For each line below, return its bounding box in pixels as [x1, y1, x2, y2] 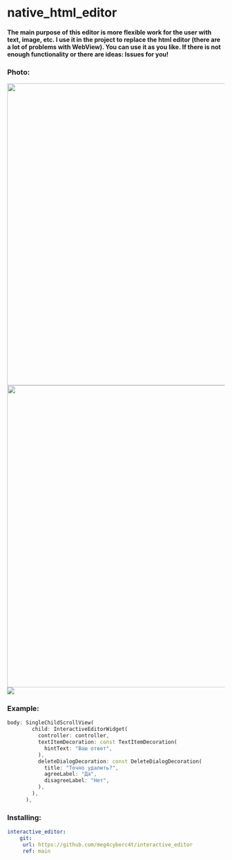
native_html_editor [7, 5, 117, 21]
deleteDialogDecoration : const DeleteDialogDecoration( [37, 758, 202, 765]
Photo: [7, 67, 30, 77]
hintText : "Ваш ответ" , [43, 745, 113, 752]
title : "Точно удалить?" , [43, 764, 119, 771]
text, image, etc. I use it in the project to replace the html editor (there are [7, 35, 221, 43]
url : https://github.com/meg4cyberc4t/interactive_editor [22, 841, 193, 848]
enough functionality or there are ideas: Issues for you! [7, 50, 169, 58]
